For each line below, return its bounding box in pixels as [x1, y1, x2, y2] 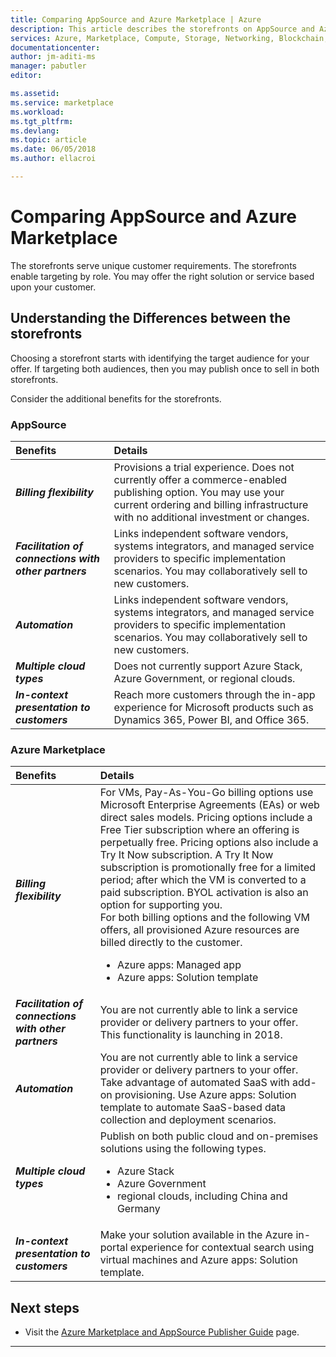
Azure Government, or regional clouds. [113, 671, 296, 685]
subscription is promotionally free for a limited [99, 861, 317, 875]
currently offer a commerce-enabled [113, 472, 287, 486]
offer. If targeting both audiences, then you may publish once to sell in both [10, 362, 320, 375]
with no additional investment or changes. [113, 510, 310, 524]
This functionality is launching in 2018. [99, 1028, 283, 1042]
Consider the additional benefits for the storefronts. [10, 392, 222, 405]
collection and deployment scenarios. [99, 1113, 277, 1127]
